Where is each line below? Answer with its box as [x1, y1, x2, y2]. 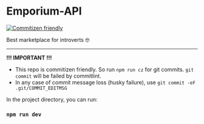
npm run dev [6, 111, 42, 118]
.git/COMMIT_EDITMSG [15, 85, 67, 91]
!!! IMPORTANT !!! [6, 53, 52, 61]
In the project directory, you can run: [6, 95, 98, 103]
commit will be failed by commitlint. [15, 72, 101, 80]
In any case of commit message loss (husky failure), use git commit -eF [15, 78, 196, 86]
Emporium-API [6, 4, 82, 18]
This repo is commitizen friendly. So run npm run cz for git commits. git [15, 66, 194, 73]
